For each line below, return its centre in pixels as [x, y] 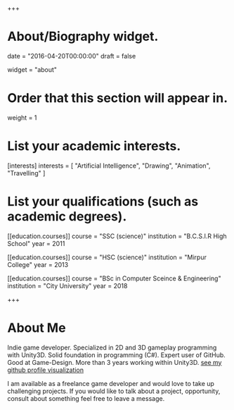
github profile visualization [46, 370]
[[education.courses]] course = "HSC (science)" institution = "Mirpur [107, 257]
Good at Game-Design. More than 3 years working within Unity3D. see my [115, 362]
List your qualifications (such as [103, 201]
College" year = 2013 [38, 264]
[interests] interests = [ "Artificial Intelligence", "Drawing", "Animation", [109, 166]
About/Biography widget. [83, 37]
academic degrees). [67, 216]
